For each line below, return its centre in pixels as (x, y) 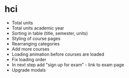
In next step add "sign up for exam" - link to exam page (68, 65)
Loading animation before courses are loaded (58, 54)
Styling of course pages (36, 39)
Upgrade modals (29, 70)
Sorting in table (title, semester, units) (50, 33)
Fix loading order (29, 59)
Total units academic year (38, 28)
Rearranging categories (36, 43)
